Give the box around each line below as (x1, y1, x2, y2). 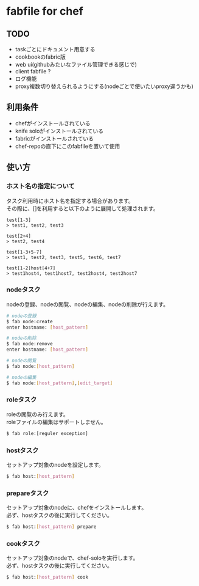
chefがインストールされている (15, 119, 91, 126)
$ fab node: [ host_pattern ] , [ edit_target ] (6, 380, 113, 386)
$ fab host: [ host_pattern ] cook (6, 574, 88, 581)
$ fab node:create (6, 318, 53, 324)
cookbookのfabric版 (15, 53, 66, 60)
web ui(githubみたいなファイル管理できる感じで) (15, 61, 137, 68)
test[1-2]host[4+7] (6, 265, 56, 271)
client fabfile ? (15, 68, 51, 75)
